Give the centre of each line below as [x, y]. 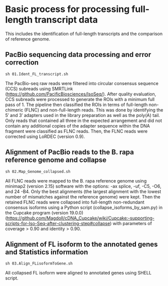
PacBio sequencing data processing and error [78, 55]
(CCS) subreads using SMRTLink [39, 88]
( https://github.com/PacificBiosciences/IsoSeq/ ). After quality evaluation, [81, 94]
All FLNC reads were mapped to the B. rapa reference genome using [76, 180]
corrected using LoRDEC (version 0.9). [45, 136]
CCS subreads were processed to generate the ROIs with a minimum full [80, 99]
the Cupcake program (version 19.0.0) [44, 212]
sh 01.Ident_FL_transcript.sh [37, 74]
